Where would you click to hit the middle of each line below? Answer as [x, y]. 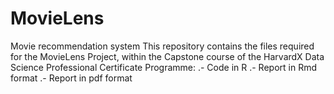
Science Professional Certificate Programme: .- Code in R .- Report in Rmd [163, 67]
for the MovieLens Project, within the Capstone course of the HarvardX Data [167, 56]
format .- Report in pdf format [71, 78]
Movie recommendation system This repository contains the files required [162, 46]
